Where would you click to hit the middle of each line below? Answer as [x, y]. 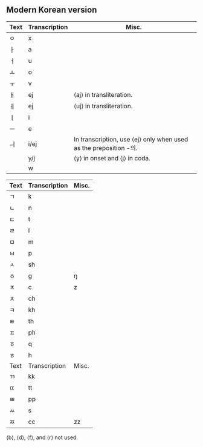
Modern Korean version [52, 10]
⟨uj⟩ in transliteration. [103, 106]
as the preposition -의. [105, 148]
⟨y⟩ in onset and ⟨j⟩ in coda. [112, 158]
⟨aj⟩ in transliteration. [103, 94]
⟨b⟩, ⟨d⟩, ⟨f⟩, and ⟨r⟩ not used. [42, 437]
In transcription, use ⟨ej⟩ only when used [131, 139]
